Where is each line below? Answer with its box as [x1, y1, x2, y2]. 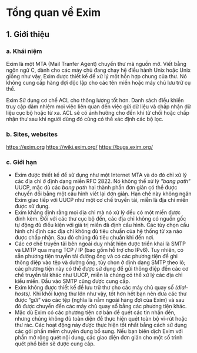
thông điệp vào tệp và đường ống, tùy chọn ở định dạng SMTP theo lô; [14, 259, 186, 266]
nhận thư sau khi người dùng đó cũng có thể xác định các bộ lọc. [6, 115, 163, 122]
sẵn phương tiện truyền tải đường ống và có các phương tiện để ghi [14, 253, 178, 260]
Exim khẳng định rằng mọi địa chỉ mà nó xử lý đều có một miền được [14, 209, 181, 216]
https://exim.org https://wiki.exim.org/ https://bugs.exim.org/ [6, 144, 153, 151]
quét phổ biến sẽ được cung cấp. [14, 340, 95, 347]
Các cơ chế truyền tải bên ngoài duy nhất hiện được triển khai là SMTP [14, 240, 186, 247]
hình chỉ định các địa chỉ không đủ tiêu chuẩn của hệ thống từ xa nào [14, 228, 182, 235]
